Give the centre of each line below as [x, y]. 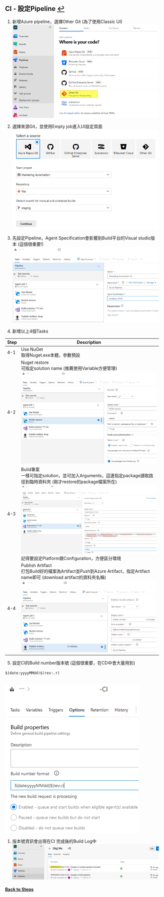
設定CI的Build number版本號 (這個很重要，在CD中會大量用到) [73, 663]
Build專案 [31, 469]
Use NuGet [32, 349]
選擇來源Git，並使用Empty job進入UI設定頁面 [57, 126]
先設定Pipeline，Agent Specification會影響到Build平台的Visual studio [81, 238]
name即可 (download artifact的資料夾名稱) [64, 577]
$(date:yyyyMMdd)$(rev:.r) [32, 673]
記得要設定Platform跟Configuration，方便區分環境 [71, 559]
